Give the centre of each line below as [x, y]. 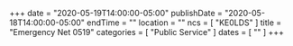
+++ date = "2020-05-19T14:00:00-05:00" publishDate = [116, 13]
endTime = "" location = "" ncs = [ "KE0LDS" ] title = [184, 23]
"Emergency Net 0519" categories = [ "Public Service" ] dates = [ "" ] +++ [147, 32]
